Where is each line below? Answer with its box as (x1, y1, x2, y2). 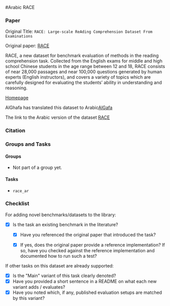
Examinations (5, 34, 33, 39)
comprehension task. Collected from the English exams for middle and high (5, 58, 162, 64)
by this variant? (12, 295, 45, 301)
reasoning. (5, 85, 28, 91)
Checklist (5, 200, 29, 207)
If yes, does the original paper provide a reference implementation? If (20, 242, 165, 248)
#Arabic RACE (5, 5, 35, 10)
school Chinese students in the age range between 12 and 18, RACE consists (5, 63, 165, 70)
